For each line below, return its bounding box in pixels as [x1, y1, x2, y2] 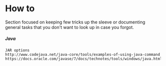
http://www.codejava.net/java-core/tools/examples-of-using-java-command [5, 52, 161, 57]
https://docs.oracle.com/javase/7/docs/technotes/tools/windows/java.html [5, 56, 163, 61]
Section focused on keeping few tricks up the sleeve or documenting [5, 19, 146, 25]
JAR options [5, 47, 30, 53]
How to [5, 3, 35, 14]
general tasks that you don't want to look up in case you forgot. [5, 24, 134, 30]
